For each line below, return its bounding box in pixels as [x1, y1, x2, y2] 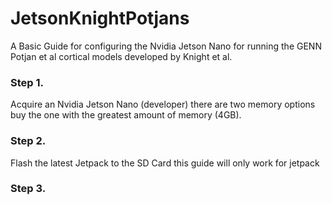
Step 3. [10, 182, 47, 196]
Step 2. [10, 134, 47, 148]
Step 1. [10, 75, 44, 89]
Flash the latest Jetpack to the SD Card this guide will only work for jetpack [10, 157, 320, 169]
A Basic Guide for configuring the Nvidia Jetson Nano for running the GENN [10, 40, 322, 52]
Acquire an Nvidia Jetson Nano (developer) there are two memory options [10, 98, 316, 111]
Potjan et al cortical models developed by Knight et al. [10, 50, 233, 62]
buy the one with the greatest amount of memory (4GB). [10, 109, 242, 121]
